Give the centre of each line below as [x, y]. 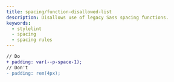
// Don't [17, 68]
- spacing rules [32, 40]
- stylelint [27, 29]
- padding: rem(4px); [34, 73]
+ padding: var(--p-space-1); [44, 62]
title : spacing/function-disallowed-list [59, 12]
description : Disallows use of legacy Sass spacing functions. [88, 17]
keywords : [19, 23]
